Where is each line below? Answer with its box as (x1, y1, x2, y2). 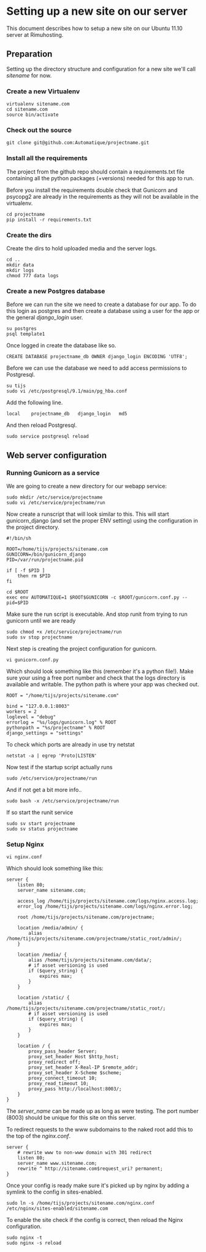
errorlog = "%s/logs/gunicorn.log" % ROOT (6, 719, 116, 725)
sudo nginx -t (6, 1235, 43, 1241)
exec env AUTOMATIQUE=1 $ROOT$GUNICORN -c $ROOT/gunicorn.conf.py (6, 594, 180, 601)
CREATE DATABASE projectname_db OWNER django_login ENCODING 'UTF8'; (6, 354, 188, 360)
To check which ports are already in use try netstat (6, 740, 135, 748)
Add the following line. (6, 399, 63, 406)
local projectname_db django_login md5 (6, 411, 128, 417)
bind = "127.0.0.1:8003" (6, 703, 70, 709)
